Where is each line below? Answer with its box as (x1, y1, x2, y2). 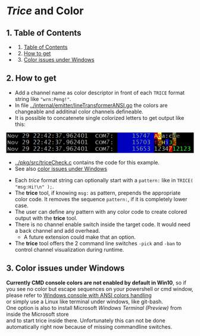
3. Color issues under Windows (6, 263, 125, 274)
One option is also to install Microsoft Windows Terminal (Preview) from (6, 304, 182, 311)
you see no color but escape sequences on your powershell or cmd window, (6, 285, 193, 292)
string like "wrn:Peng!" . (14, 95, 71, 102)
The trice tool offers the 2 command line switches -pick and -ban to (14, 240, 182, 247)
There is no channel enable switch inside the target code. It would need (14, 221, 190, 228)
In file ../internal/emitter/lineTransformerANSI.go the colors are (14, 102, 168, 109)
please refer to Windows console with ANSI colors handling (6, 291, 152, 299)
